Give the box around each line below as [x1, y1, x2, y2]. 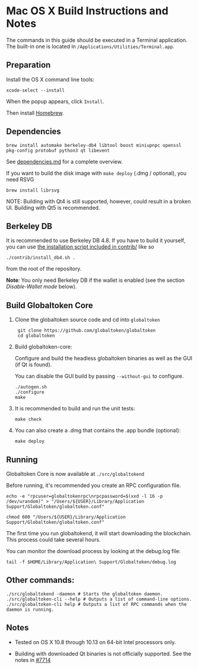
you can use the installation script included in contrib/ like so [6, 243, 155, 250]
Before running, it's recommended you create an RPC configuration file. [6, 482, 181, 489]
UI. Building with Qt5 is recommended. [6, 204, 100, 211]
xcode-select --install [6, 87, 65, 93]
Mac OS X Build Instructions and [6, 4, 169, 18]
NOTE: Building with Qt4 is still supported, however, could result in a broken [6, 197, 191, 205]
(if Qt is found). [14, 361, 52, 368]
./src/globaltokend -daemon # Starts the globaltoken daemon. [6, 591, 163, 597]
